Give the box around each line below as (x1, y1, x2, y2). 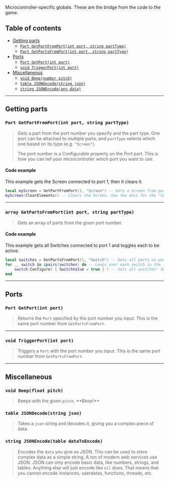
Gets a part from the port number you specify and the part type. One (17, 130, 160, 136)
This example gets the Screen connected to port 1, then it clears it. (5, 178, 143, 184)
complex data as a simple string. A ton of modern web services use (17, 454, 157, 460)
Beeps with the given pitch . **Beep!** (17, 398, 100, 404)
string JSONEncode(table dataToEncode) (5, 438, 103, 444)
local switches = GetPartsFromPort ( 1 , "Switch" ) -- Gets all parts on (5, 257, 156, 262)
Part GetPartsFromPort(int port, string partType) (20, 49, 129, 54)
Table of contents (5, 24, 61, 33)
